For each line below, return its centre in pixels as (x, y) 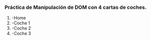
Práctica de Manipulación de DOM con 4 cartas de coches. (76, 7)
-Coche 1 (21, 23)
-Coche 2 (21, 28)
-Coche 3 (21, 34)
